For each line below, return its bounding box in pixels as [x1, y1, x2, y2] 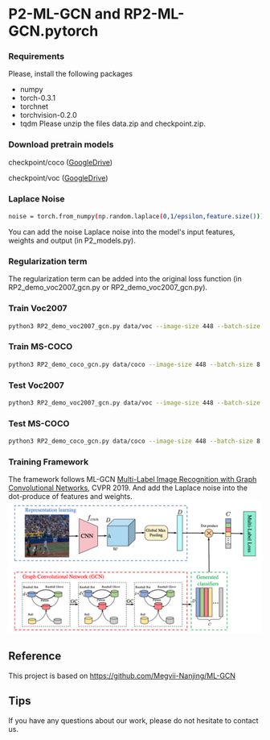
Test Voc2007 [8, 380, 64, 391]
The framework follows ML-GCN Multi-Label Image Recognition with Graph [8, 475, 257, 484]
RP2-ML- [123, 5, 185, 23]
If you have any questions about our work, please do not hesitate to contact [8, 715, 259, 725]
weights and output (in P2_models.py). [8, 235, 137, 245]
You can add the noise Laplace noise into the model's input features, [8, 227, 235, 236]
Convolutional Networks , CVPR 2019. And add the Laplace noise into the [8, 483, 247, 493]
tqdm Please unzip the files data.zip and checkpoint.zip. [19, 118, 207, 129]
